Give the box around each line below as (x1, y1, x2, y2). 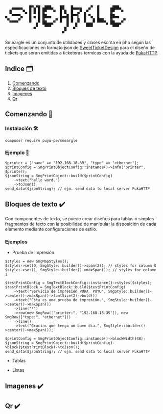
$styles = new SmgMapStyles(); (5, 259, 69, 264)
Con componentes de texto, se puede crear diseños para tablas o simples (5, 215, 154, 221)
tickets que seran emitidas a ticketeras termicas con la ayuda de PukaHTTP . (5, 50, 159, 55)
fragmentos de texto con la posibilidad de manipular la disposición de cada (5, 221, 157, 227)
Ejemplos (5, 238, 28, 245)
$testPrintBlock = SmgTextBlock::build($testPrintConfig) (5, 285, 126, 289)
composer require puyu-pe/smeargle (5, 138, 78, 143)
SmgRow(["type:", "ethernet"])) (5, 314, 71, 319)
